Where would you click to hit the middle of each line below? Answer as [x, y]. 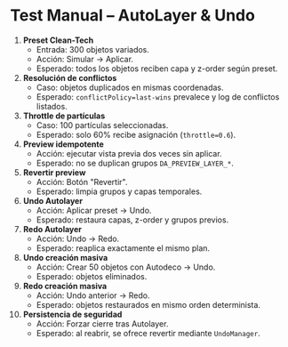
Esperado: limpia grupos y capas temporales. [119, 191]
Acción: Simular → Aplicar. [85, 59]
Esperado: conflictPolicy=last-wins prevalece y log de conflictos [158, 97]
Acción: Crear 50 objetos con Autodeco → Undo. [126, 267]
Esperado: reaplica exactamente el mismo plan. [123, 248]
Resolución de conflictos [70, 77]
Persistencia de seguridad [72, 314]
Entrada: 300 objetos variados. [93, 49]
